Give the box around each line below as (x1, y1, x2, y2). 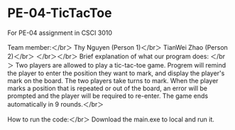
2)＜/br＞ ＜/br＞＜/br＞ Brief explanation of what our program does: (7, 52, 209, 60)
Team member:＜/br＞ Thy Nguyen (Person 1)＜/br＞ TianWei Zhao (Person (7, 43, 229, 51)
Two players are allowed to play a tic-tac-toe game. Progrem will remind (15, 60, 226, 69)
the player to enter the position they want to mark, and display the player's (7, 69, 225, 77)
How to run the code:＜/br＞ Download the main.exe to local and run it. (7, 115, 215, 124)
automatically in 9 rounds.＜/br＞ (7, 99, 104, 108)
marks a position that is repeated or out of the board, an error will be (7, 84, 208, 92)
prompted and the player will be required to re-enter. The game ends (7, 91, 208, 100)
